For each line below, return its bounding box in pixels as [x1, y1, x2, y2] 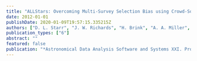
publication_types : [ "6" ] [6, 30, 69, 36]
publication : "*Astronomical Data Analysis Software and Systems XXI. [6, 46, 182, 52]
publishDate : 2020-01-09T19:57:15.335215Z [6, 19, 111, 25]
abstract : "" [6, 35, 38, 41]
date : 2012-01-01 [6, 14, 49, 20]
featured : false [6, 41, 46, 47]
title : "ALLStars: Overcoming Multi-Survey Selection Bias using [6, 8, 169, 15]
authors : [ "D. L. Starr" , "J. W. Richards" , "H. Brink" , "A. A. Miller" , [6, 24, 191, 31]
